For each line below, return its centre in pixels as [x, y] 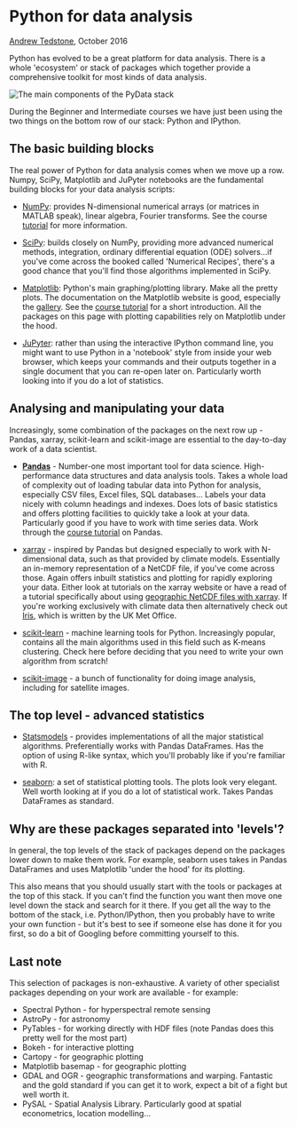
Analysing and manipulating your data [117, 409]
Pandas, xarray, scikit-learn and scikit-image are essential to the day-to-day [148, 439]
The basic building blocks [82, 149]
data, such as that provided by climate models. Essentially [175, 559]
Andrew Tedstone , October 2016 [69, 41]
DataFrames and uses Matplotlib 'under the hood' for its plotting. [127, 869]
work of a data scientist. [53, 448]
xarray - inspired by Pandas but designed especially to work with [141, 549]
